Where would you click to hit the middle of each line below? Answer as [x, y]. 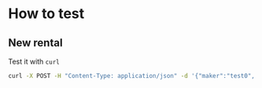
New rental [35, 43]
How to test [46, 14]
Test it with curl [34, 61]
